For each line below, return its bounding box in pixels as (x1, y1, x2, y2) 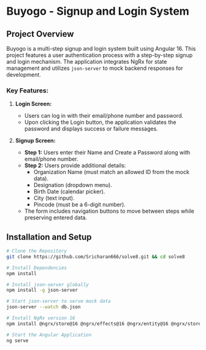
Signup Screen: (15, 137, 56, 145)
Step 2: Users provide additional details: (24, 162, 126, 169)
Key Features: (6, 86, 49, 94)
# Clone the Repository (6, 248, 67, 254)
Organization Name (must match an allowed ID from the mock (33, 169, 190, 176)
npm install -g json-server (6, 287, 78, 294)
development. (6, 71, 41, 78)
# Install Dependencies (6, 265, 67, 271)
